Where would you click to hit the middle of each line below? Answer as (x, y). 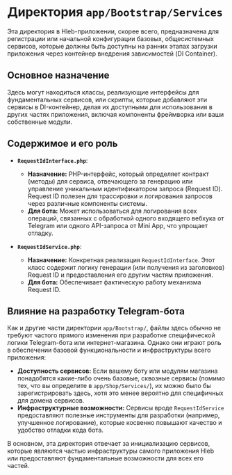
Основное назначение (58, 75)
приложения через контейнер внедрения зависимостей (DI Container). (112, 54)
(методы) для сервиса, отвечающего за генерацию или (110, 181)
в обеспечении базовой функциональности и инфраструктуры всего (109, 350)
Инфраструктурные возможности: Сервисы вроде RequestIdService (121, 408)
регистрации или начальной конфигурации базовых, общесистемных (110, 38)
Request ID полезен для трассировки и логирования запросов (120, 196)
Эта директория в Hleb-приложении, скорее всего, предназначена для (113, 31)
